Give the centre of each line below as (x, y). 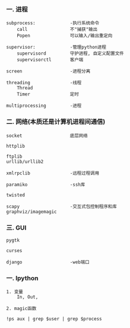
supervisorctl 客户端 (50, 60)
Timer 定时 (48, 94)
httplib (16, 146)
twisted (16, 195)
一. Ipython (22, 278)
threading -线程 (44, 83)
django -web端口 (48, 262)
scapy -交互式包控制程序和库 (61, 206)
